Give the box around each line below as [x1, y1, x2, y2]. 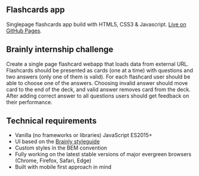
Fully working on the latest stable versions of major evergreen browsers [14, 151, 192, 158]
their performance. [6, 98, 53, 105]
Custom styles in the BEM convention [14, 144, 108, 151]
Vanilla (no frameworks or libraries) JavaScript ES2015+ [14, 132, 152, 139]
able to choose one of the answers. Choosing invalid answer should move [6, 79, 188, 86]
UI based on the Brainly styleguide [14, 138, 100, 145]
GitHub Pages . [6, 27, 42, 34]
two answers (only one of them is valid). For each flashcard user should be [6, 73, 191, 80]
